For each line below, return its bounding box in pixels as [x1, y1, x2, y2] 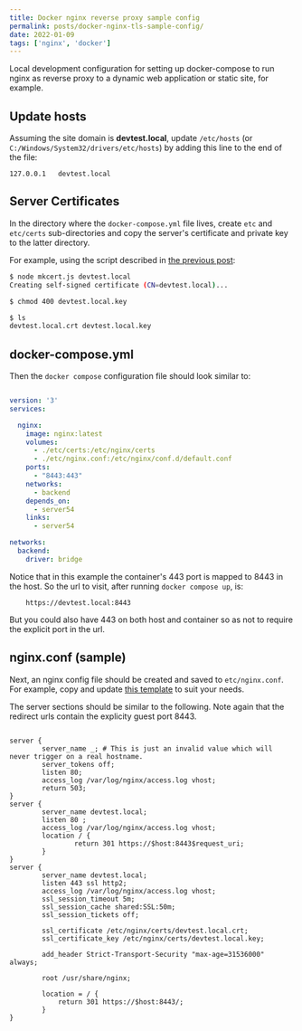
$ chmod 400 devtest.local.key [9, 297, 127, 306]
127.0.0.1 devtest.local [9, 169, 111, 179]
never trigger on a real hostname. [9, 752, 144, 761]
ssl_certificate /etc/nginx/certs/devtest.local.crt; [42, 926, 249, 935]
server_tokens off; [42, 760, 116, 769]
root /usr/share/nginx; [42, 973, 131, 982]
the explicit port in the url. [9, 623, 106, 634]
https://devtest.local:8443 [25, 598, 131, 607]
